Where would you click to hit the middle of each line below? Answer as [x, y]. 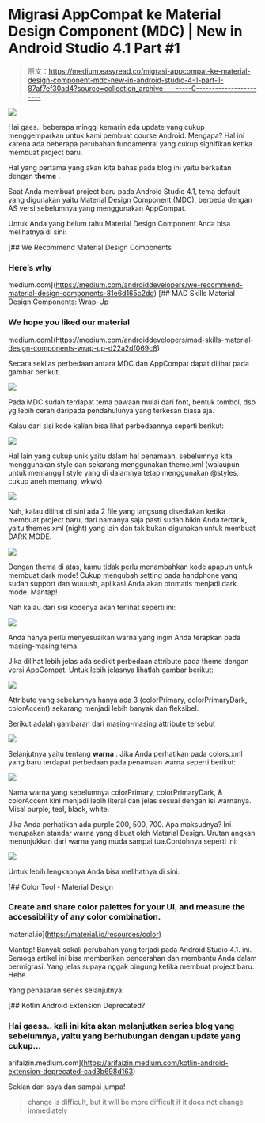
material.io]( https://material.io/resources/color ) [85, 934]
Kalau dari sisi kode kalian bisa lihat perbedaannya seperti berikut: [116, 426]
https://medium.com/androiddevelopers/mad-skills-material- [155, 340]
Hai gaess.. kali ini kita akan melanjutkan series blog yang [121, 1026]
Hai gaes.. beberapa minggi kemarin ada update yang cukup [107, 127]
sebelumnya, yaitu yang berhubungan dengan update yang [125, 1036]
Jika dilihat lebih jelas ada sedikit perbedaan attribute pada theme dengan [129, 661]
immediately [47, 1110]
